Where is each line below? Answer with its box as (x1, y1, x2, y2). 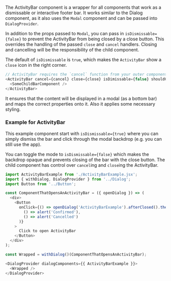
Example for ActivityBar (5, 119, 66, 126)
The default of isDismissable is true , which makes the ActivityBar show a (5, 57, 162, 63)
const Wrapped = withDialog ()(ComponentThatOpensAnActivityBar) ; (5, 252, 147, 257)
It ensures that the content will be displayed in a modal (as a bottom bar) (5, 95, 157, 101)
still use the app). (5, 141, 42, 147)
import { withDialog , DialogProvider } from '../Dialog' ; (5, 176, 131, 182)
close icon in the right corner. (5, 62, 67, 68)
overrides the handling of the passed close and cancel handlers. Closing (5, 41, 157, 47)
